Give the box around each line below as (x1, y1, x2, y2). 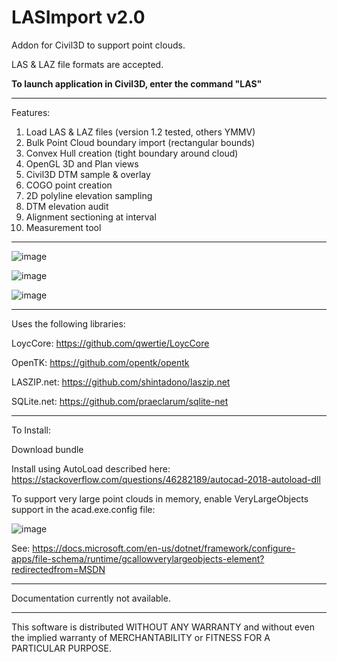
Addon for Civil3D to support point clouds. (11, 39, 186, 51)
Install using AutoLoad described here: (11, 462, 171, 475)
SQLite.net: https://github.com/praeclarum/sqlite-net (11, 395, 229, 407)
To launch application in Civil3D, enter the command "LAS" (11, 77, 263, 90)
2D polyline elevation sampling (25, 189, 153, 201)
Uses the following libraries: (11, 317, 126, 330)
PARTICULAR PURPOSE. (11, 642, 112, 654)
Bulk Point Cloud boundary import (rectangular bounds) (25, 136, 256, 148)
